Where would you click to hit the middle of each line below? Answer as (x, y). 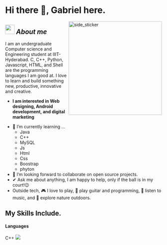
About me (31, 32)
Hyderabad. (17, 60)
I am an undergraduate (29, 44)
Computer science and (29, 49)
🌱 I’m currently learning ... (39, 126)
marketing (23, 117)
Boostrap (29, 164)
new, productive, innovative (33, 86)
